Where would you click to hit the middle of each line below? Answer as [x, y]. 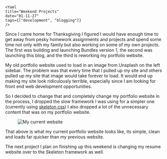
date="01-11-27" [22, 16]
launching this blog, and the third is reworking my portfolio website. [74, 55]
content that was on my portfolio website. [48, 112]
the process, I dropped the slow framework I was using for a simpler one [80, 101]
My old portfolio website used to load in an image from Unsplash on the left [83, 65]
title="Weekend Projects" [32, 12]
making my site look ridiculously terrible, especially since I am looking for [80, 81]
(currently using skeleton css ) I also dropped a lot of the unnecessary [77, 107]
